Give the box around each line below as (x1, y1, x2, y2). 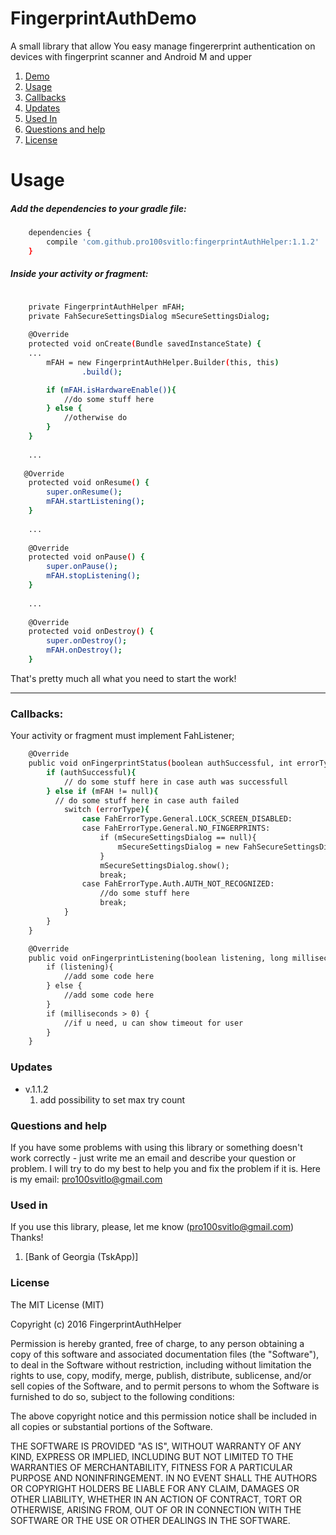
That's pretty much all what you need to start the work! (10, 672, 237, 684)
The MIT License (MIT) (10, 1298, 105, 1311)
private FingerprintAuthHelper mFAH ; (28, 302, 186, 312)
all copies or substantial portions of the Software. (10, 1420, 213, 1432)
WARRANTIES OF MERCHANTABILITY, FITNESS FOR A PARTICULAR (10, 1461, 293, 1473)
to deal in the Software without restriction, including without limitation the (10, 1358, 312, 1371)
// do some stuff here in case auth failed (54, 795, 240, 806)
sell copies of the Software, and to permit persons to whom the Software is (10, 1380, 320, 1392)
